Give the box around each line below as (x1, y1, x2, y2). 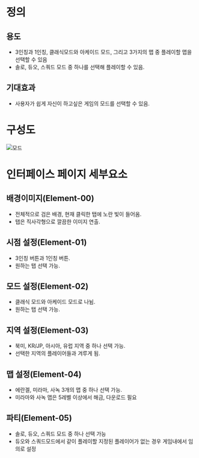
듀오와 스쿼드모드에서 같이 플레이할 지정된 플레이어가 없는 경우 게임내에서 (14, 438, 188, 445)
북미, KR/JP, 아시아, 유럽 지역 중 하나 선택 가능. (14, 342, 126, 350)
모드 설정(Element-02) (6, 281, 89, 291)
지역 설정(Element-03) (6, 325, 89, 335)
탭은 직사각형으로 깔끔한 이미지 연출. (14, 218, 100, 225)
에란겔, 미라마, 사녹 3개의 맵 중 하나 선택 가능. (14, 386, 122, 393)
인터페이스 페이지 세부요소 (6, 167, 128, 181)
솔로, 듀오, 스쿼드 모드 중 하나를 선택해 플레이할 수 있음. (14, 64, 145, 70)
